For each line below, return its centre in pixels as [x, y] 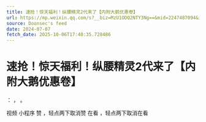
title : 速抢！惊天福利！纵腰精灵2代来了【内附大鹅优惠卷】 [72, 12]
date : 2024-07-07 [29, 29]
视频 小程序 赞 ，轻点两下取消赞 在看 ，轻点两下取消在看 [77, 113]
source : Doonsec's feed [37, 23]
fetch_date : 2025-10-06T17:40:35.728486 [59, 35]
